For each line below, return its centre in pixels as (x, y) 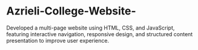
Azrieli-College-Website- (71, 11)
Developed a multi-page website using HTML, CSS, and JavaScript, (91, 28)
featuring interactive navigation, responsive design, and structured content (100, 34)
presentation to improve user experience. (58, 40)
